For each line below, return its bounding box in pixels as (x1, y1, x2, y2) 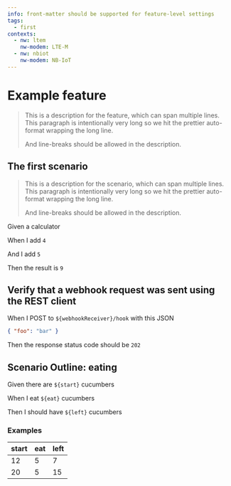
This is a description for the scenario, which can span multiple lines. (24, 179, 225, 188)
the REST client (7, 295, 77, 307)
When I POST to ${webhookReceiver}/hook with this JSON (7, 314, 174, 322)
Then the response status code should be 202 (7, 341, 141, 349)
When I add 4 (7, 236, 46, 244)
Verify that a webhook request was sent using (7, 284, 215, 296)
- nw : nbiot (14, 51, 50, 58)
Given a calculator (7, 222, 60, 231)
